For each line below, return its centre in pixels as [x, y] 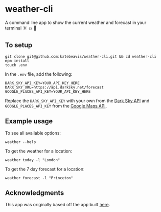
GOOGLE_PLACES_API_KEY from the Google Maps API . [56, 106]
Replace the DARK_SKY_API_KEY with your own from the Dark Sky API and [77, 101]
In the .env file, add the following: [39, 74]
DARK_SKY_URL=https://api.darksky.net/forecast [55, 87]
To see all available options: [33, 133]
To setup [19, 45]
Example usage [29, 121]
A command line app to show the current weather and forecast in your [76, 22]
